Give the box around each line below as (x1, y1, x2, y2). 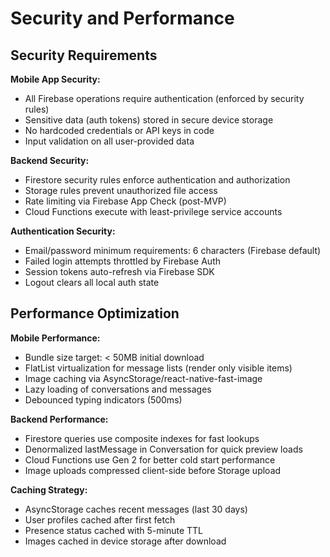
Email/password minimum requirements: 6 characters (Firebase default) (24, 245, 322, 256)
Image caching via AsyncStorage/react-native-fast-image (24, 372, 263, 384)
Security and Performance (10, 7, 235, 30)
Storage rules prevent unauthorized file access (24, 185, 218, 196)
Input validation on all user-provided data (24, 135, 195, 147)
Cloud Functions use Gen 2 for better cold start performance (24, 453, 276, 466)
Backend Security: (10, 155, 90, 166)
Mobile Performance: (10, 332, 101, 344)
